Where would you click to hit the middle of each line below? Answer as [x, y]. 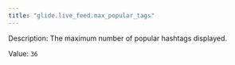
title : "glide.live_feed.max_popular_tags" [82, 15]
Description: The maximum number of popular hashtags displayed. [118, 38]
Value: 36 [23, 53]
